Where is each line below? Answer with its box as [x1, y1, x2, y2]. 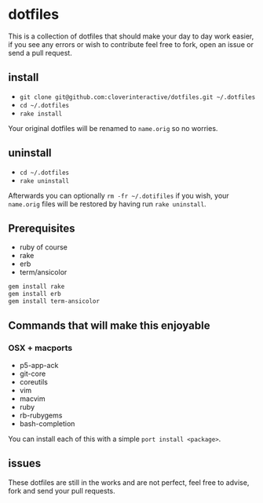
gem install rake [8, 282, 65, 291]
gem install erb [8, 290, 61, 298]
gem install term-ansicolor [8, 297, 100, 305]
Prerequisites [8, 221, 75, 235]
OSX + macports [8, 343, 73, 354]
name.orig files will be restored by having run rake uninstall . [8, 199, 206, 209]
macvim [19, 394, 46, 403]
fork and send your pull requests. [8, 486, 115, 495]
